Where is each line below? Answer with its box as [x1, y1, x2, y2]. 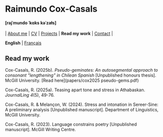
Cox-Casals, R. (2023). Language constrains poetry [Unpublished [5, 121, 137, 127]
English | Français [5, 40, 41, 46]
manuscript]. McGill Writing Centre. [5, 127, 76, 133]
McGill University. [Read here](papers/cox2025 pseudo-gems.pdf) [5, 78, 139, 83]
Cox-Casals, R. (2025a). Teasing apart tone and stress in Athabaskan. [5, 87, 145, 93]
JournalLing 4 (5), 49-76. [5, 92, 55, 98]
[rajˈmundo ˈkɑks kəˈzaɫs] [5, 20, 57, 25]
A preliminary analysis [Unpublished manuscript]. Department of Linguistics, [5, 107, 159, 113]
